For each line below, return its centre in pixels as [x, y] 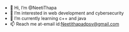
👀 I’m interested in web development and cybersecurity [67, 13]
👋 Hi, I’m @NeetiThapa [33, 8]
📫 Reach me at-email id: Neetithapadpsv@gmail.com [64, 24]
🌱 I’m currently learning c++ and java [48, 18]
